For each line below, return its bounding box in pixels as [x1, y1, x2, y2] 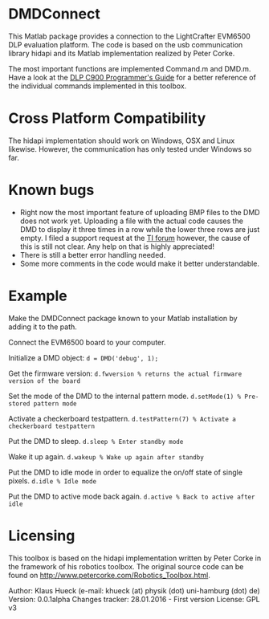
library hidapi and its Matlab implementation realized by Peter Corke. [8, 48, 235, 58]
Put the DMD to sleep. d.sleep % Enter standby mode [8, 436, 184, 446]
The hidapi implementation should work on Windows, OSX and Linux [8, 136, 235, 145]
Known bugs [8, 181, 95, 199]
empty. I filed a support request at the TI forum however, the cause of [19, 233, 251, 242]
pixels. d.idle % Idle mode [8, 475, 97, 486]
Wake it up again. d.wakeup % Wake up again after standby [8, 451, 205, 462]
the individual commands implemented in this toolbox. [8, 81, 187, 91]
